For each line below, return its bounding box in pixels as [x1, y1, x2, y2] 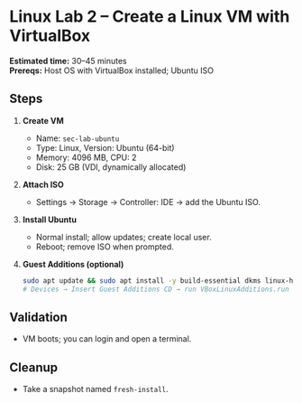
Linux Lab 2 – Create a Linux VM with [9, 6, 290, 27]
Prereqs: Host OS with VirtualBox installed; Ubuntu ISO [9, 65, 215, 76]
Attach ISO [22, 179, 65, 190]
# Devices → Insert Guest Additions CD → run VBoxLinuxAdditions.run [22, 285, 290, 294]
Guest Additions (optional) [22, 258, 124, 269]
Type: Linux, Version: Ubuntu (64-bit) [35, 142, 175, 153]
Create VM [22, 115, 65, 126]
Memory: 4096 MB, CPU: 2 [35, 152, 137, 163]
